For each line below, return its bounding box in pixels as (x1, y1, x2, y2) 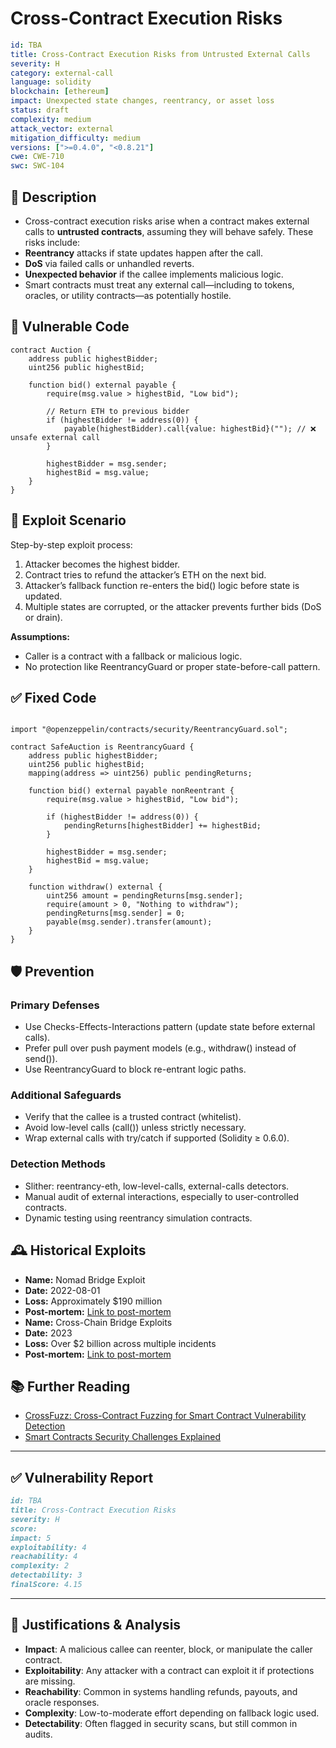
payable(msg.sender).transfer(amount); (46, 917, 213, 927)
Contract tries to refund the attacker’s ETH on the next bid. (24, 568, 267, 581)
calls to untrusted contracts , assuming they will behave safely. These (24, 226, 314, 237)
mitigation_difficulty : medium (10, 133, 141, 143)
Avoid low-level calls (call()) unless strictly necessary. (24, 1122, 247, 1134)
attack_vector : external (10, 123, 114, 134)
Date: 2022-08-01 (24, 1284, 101, 1296)
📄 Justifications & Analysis (10, 1617, 182, 1634)
